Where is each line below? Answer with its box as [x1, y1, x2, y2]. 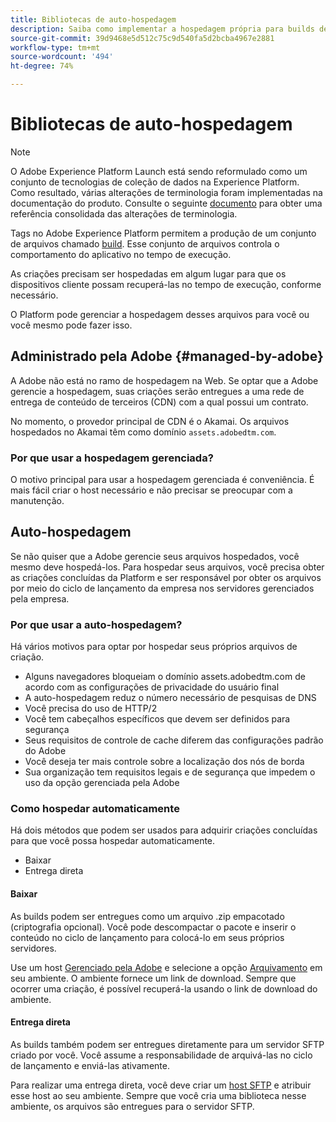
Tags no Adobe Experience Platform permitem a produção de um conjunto [10, 227, 317, 239]
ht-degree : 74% [10, 61, 74, 71]
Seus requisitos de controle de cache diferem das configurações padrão [24, 734, 324, 746]
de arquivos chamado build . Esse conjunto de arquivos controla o [10, 237, 280, 250]
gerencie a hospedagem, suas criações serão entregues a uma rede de [10, 385, 305, 397]
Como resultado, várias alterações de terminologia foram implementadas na [10, 186, 323, 198]
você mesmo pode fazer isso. [10, 319, 133, 331]
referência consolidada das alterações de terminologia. [10, 207, 238, 220]
